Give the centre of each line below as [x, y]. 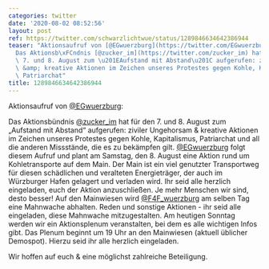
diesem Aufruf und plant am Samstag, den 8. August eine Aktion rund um [129, 155]
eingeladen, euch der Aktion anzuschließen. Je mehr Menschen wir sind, [128, 190]
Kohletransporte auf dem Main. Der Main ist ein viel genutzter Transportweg [134, 164]
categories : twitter [43, 16]
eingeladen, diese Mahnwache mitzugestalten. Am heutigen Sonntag [122, 215]
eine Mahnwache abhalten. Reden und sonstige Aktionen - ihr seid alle [125, 206]
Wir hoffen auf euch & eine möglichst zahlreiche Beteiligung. [108, 256]
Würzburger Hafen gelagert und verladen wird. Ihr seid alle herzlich [119, 181]
